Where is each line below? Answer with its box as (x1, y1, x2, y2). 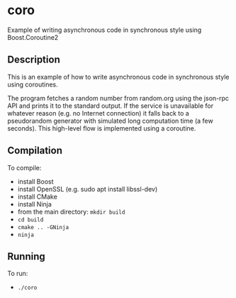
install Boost (17, 177, 54, 186)
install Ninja (17, 199, 52, 208)
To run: (7, 269, 28, 278)
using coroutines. (7, 80, 58, 89)
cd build (17, 216, 44, 223)
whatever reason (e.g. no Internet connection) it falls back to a (7, 109, 189, 117)
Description (7, 54, 60, 66)
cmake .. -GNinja (17, 223, 69, 231)
